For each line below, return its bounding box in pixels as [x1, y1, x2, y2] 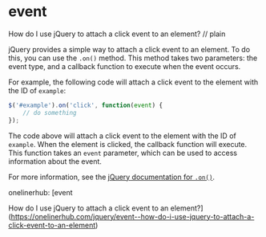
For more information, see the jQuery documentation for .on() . [8, 172, 215, 182]
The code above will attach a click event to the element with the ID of [8, 131, 236, 141]
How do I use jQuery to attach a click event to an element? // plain [8, 29, 226, 39]
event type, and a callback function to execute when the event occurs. [8, 61, 241, 71]
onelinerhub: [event [8, 187, 74, 197]
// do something [22, 108, 78, 116]
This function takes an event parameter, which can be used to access [8, 148, 238, 157]
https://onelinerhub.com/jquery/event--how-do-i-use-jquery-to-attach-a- [10, 211, 255, 221]
